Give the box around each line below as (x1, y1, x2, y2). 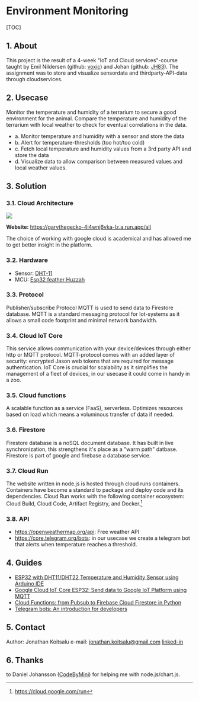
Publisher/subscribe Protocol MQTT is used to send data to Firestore (6, 304, 174, 311)
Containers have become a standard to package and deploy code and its (6, 486, 184, 494)
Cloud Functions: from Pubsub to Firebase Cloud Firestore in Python (14, 598, 182, 606)
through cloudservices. (6, 75, 63, 82)
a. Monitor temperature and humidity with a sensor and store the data (14, 132, 185, 140)
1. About (6, 41, 37, 51)
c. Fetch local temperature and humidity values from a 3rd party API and (14, 145, 191, 152)
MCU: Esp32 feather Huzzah (14, 276, 85, 283)
